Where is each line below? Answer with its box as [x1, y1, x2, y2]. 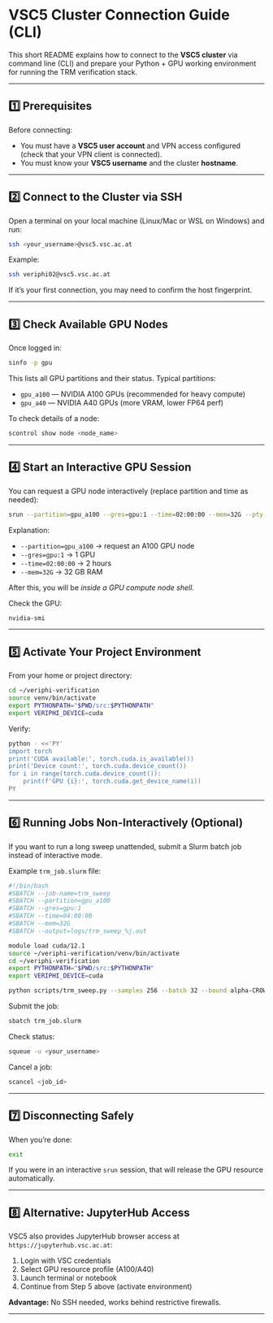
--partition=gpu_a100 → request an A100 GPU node [19, 540, 195, 550]
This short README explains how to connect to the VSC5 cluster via [8, 50, 238, 59]
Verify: [8, 723, 31, 733]
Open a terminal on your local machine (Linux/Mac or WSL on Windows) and [8, 215, 265, 225]
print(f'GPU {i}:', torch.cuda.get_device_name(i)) [23, 778, 201, 786]
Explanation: [8, 525, 50, 535]
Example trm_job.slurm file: [8, 865, 102, 875]
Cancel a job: [8, 1062, 53, 1072]
